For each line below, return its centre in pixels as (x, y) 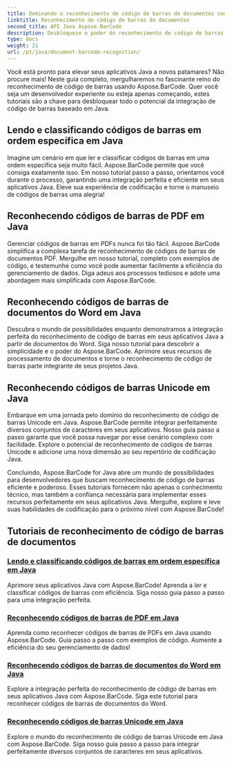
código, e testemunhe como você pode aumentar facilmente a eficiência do (115, 265)
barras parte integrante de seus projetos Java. (73, 366)
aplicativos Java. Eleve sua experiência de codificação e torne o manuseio (113, 187)
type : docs (23, 39)
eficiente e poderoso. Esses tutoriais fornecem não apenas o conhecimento (115, 487)
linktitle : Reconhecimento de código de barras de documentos (98, 20)
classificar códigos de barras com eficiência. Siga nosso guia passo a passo (116, 592)
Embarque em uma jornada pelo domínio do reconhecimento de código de (113, 415)
